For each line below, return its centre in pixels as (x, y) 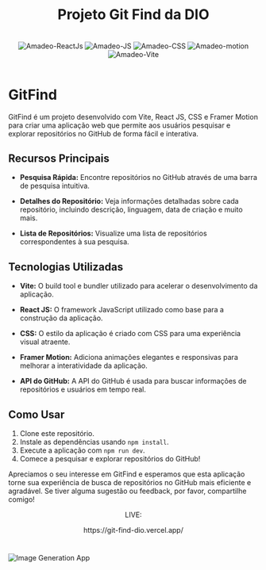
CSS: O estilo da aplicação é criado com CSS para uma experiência (130, 334)
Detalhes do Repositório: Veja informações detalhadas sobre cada (129, 201)
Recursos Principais (59, 158)
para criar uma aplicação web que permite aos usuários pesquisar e (120, 125)
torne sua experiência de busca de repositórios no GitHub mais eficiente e (130, 482)
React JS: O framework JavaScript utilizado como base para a (122, 310)
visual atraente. (45, 342)
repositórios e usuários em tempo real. (83, 389)
